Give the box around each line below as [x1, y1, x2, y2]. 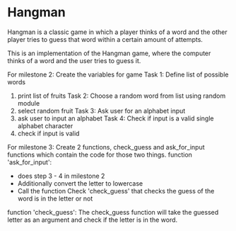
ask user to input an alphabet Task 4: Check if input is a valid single [17, 114, 214, 123]
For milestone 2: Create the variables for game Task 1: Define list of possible [7, 70, 229, 79]
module [17, 98, 40, 107]
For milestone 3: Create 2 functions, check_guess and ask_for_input [7, 142, 205, 151]
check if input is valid [17, 129, 80, 137]
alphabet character [17, 121, 73, 130]
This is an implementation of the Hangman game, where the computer [7, 49, 211, 57]
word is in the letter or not [17, 194, 93, 203]
